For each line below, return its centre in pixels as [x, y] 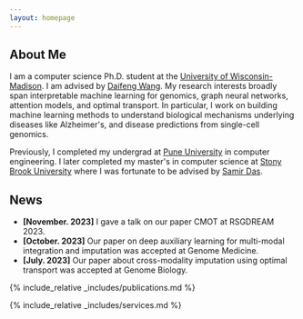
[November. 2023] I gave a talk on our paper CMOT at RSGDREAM [148, 222]
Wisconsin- [252, 76]
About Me [38, 55]
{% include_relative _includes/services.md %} [96, 305]
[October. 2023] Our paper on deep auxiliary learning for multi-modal [153, 241]
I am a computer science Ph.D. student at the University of [119, 76]
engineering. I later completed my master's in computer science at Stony [146, 162]
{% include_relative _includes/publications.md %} [102, 288]
